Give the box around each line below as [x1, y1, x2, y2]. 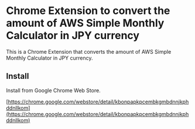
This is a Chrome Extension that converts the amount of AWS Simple [6, 48, 172, 55]
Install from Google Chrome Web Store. [6, 86, 101, 94]
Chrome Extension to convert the [6, 4, 170, 18]
